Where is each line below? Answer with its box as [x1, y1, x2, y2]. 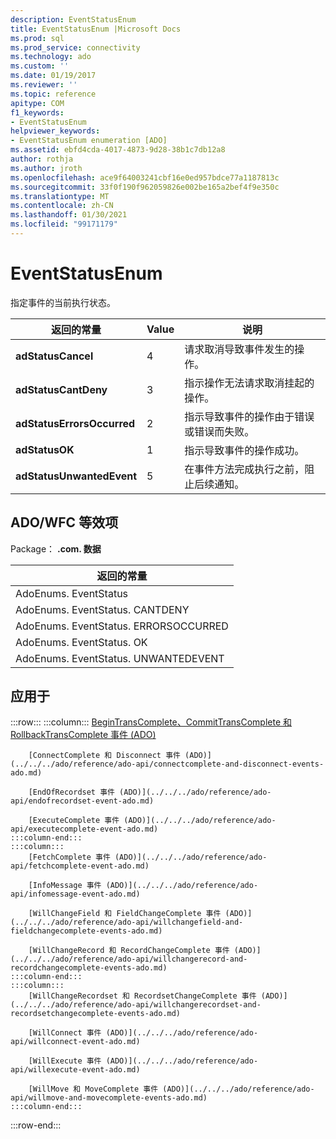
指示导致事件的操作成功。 [184, 443, 305, 457]
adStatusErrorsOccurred [15, 416, 136, 430]
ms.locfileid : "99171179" [10, 219, 118, 230]
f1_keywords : [10, 107, 65, 118]
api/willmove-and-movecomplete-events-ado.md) [10, 1093, 208, 1103]
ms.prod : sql [10, 33, 65, 43]
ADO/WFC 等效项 [10, 514, 119, 531]
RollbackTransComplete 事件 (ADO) [10, 729, 157, 741]
